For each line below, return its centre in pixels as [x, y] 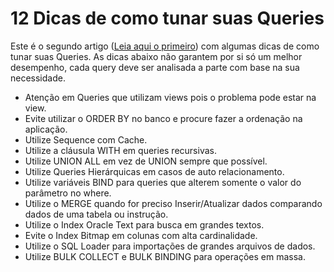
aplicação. [46, 129]
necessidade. [38, 78]
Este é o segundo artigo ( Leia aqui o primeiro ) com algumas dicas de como [165, 46]
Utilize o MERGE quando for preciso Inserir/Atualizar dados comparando [173, 203]
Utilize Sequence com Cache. [86, 139]
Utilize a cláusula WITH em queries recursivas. [120, 150]
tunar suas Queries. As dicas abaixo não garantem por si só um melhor [156, 56]
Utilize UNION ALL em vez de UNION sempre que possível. [146, 161]
